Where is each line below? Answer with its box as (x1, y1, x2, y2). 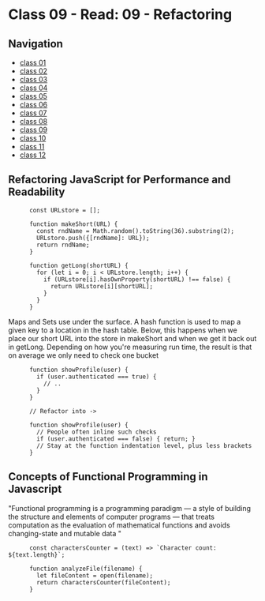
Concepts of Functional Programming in (8, 470, 208, 483)
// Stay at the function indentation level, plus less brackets (36, 441, 252, 449)
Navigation (8, 37, 63, 51)
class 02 (19, 66, 48, 76)
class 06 (19, 100, 48, 109)
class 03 (19, 75, 48, 84)
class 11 (19, 142, 45, 151)
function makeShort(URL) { (28, 220, 118, 228)
